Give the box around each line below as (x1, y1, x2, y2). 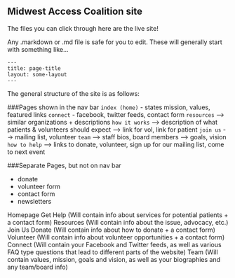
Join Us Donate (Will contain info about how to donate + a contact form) (7, 225, 216, 234)
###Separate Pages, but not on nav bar (7, 161, 121, 169)
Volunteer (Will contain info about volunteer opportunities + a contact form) (7, 232, 225, 241)
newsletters (17, 197, 52, 205)
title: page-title (7, 64, 61, 72)
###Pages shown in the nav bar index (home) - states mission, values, (7, 103, 210, 111)
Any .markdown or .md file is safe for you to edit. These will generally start (7, 38, 222, 46)
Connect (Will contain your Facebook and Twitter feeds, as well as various (7, 240, 222, 249)
